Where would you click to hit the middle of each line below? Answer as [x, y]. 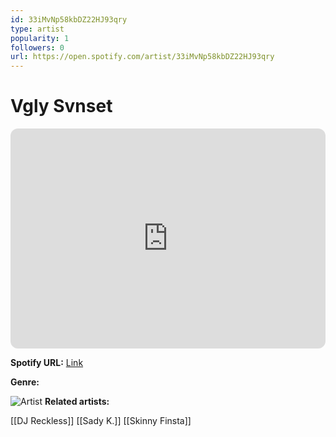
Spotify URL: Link [47, 363]
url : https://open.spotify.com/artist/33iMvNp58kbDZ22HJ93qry [142, 57]
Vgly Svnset [61, 106]
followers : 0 [37, 47]
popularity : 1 [40, 38]
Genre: [25, 382]
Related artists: [77, 402]
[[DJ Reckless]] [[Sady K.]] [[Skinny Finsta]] [101, 421]
